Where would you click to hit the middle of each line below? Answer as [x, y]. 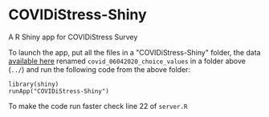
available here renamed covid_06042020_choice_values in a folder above [127, 61]
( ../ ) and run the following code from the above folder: [100, 69]
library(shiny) [34, 84]
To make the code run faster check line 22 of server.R [98, 106]
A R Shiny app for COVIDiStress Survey [73, 37]
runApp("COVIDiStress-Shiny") [59, 91]
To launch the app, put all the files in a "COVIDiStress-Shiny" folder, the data [134, 52]
